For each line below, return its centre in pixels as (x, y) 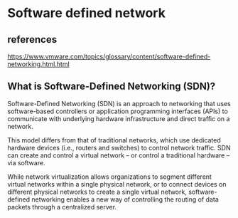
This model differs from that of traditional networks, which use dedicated (114, 140)
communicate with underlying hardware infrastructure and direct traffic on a (119, 118)
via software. (26, 162)
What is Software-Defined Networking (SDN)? (112, 87)
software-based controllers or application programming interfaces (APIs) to (118, 111)
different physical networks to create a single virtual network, (97, 192)
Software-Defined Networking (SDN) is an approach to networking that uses (119, 103)
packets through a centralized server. (62, 207)
